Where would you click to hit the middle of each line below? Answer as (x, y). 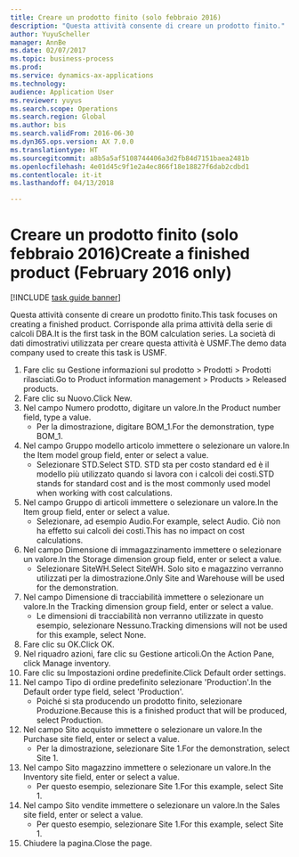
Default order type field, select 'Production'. (103, 692)
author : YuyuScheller (50, 34)
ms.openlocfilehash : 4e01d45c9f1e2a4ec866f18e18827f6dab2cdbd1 (130, 167)
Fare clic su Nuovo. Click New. (77, 398)
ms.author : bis (38, 126)
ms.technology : (38, 84)
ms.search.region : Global (58, 117)
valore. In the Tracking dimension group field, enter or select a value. (148, 607)
